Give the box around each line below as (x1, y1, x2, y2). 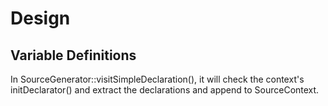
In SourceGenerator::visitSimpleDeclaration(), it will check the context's (10, 73, 305, 85)
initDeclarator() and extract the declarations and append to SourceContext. (10, 84, 320, 96)
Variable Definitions (10, 47, 137, 64)
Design (10, 7, 71, 30)
